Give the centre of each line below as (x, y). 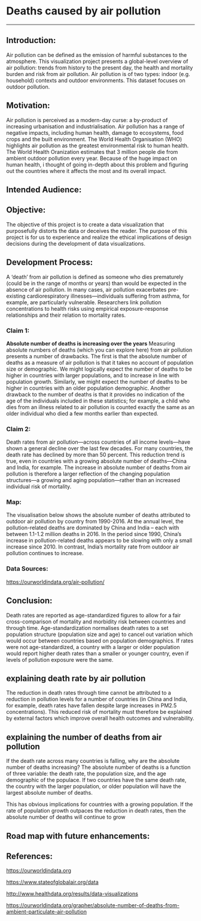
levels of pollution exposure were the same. (60, 659)
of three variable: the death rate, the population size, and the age (86, 774)
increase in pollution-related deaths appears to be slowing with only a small (99, 541)
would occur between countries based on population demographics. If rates (100, 640)
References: (29, 856)
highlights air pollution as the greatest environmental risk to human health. (98, 146)
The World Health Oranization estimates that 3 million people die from (92, 152)
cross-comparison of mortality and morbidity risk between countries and (96, 622)
